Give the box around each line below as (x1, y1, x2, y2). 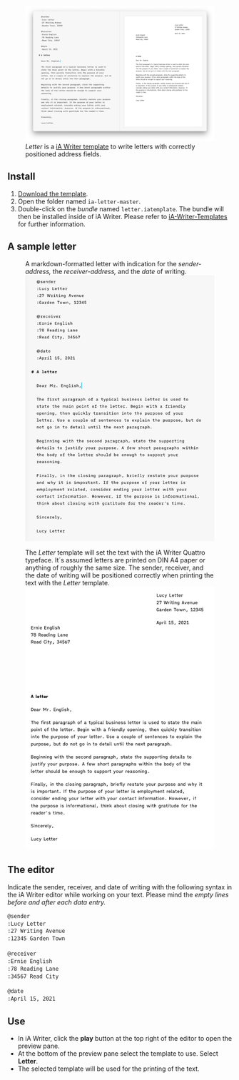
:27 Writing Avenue (7, 927, 66, 935)
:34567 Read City (7, 973, 59, 980)
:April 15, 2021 (7, 995, 56, 1003)
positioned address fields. (25, 149, 102, 158)
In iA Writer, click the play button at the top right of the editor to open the (17, 1034, 233, 1042)
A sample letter (7, 241, 77, 253)
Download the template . (17, 189, 88, 198)
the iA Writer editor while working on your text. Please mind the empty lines (7, 890, 229, 899)
